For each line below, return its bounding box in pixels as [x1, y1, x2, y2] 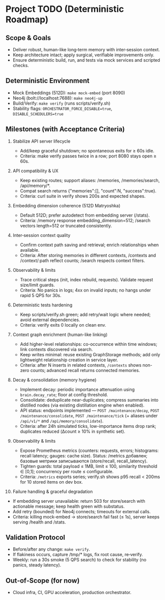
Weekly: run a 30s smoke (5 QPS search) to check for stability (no [12, 557, 147, 563]
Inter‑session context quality [12, 232, 71, 238]
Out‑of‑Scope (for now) [5, 576, 80, 585]
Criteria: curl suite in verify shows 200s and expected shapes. [20, 193, 146, 199]
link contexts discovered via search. [20, 346, 93, 352]
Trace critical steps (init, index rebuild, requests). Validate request [20, 276, 154, 282]
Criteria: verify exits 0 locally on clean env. [20, 322, 107, 328]
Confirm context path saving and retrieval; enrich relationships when [20, 242, 159, 248]
